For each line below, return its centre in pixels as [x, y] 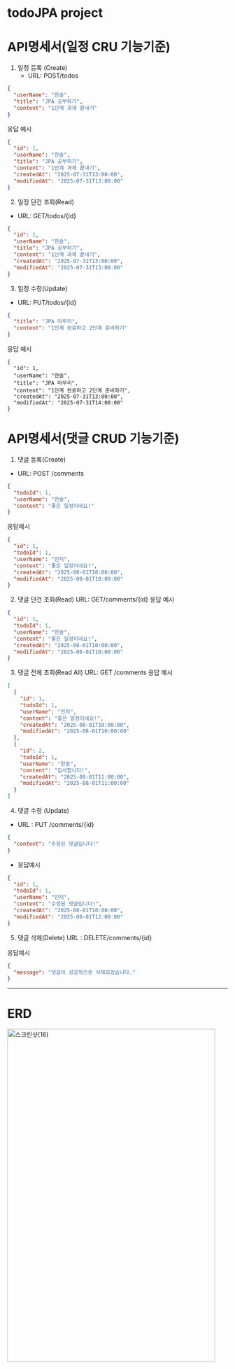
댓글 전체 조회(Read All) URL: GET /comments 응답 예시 [95, 672]
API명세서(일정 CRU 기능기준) [89, 47]
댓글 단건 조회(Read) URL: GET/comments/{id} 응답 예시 [96, 600]
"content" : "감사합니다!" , [55, 770]
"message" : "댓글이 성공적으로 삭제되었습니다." [74, 972]
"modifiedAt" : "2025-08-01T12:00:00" [69, 917]
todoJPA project [55, 13]
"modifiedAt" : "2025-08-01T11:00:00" [75, 783]
